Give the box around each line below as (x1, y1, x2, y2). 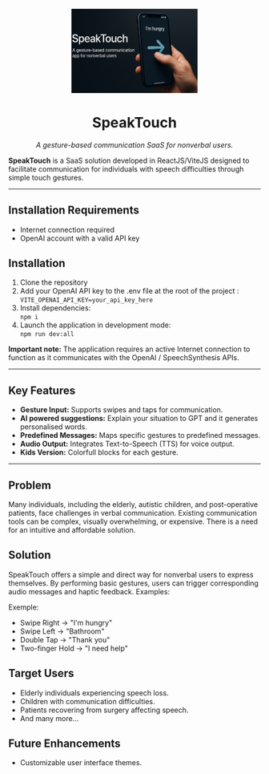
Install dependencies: (19, 303, 91, 313)
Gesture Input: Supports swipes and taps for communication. (19, 405, 223, 415)
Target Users (8, 667, 74, 680)
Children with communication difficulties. (19, 696, 155, 706)
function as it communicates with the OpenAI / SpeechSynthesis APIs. (8, 353, 240, 363)
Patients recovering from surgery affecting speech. (19, 705, 189, 715)
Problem (8, 478, 52, 492)
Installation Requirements (8, 204, 140, 217)
